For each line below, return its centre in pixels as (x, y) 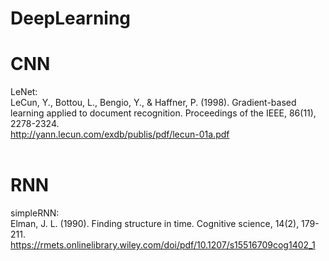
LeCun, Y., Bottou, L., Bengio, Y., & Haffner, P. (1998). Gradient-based (153, 103)
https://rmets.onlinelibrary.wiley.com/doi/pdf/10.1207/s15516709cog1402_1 (163, 245)
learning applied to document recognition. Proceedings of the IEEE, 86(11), (163, 113)
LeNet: (24, 92)
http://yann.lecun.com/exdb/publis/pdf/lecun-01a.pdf (120, 134)
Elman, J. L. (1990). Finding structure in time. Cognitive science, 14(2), (155, 224)
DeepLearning (71, 18)
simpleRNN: (35, 213)
